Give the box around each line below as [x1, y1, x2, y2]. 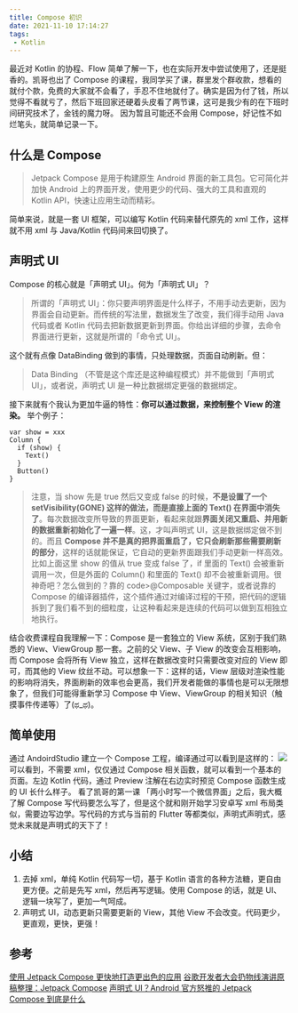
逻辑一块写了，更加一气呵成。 [21, 896, 131, 906]
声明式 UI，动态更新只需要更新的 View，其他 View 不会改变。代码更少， [21, 906, 286, 917]
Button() [17, 466, 50, 476]
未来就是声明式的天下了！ [16, 819, 111, 830]
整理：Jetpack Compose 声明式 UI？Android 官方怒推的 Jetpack [16, 983, 253, 993]
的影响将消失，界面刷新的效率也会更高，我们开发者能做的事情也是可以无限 [9, 677, 281, 687]
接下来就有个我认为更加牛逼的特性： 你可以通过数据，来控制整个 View [9, 398, 263, 409]
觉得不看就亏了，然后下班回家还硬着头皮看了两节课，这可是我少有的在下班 [9, 97, 281, 108]
